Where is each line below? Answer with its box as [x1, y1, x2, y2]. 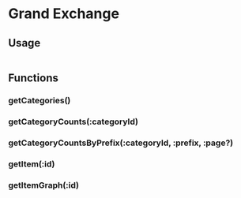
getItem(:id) [8, 159, 55, 170]
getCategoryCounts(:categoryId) [8, 116, 138, 127]
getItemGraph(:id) [8, 180, 80, 190]
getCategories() [8, 95, 71, 106]
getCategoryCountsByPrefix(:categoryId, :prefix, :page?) [8, 137, 234, 148]
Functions [8, 72, 59, 85]
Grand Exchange [8, 5, 120, 23]
